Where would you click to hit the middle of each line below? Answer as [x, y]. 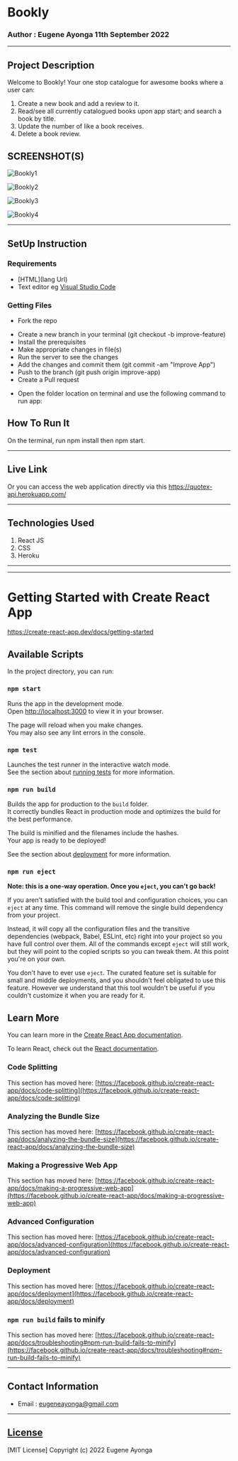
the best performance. [40, 819]
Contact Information [53, 1387]
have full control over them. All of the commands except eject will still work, [118, 944]
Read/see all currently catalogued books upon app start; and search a [119, 112]
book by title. [37, 119]
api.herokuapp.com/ [37, 494]
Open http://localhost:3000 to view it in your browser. [86, 711]
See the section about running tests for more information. [91, 772]
